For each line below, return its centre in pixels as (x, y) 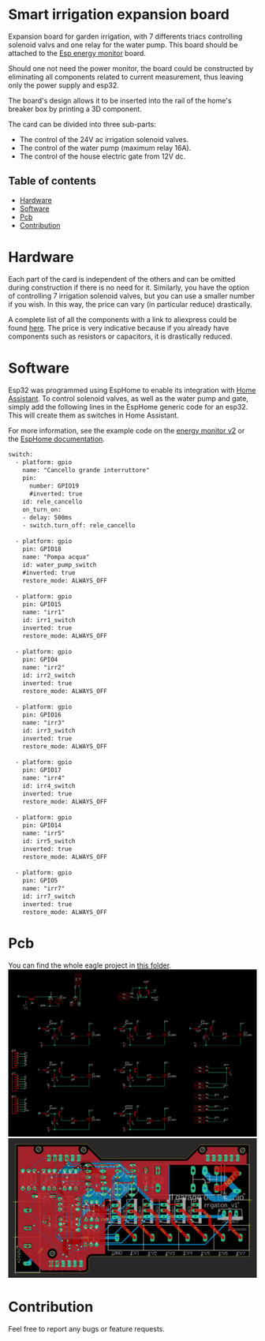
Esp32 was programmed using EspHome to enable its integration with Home (132, 390)
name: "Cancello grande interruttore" (86, 470)
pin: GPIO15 (42, 604)
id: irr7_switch (49, 896)
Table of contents (52, 181)
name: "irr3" (44, 723)
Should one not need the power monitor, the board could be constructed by (131, 68)
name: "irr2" (44, 667)
